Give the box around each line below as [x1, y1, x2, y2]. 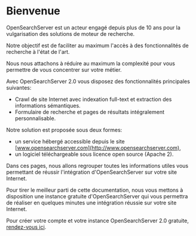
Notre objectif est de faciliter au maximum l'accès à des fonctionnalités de [6, 42, 189, 49]
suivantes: [6, 84, 32, 91]
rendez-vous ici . [6, 223, 47, 231]
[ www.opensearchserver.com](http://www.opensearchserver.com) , [14, 144, 181, 151]
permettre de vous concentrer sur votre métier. [6, 66, 122, 73]
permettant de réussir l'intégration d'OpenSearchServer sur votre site [6, 168, 177, 176]
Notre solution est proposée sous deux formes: [6, 126, 122, 133]
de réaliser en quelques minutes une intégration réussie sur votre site [6, 199, 177, 206]
